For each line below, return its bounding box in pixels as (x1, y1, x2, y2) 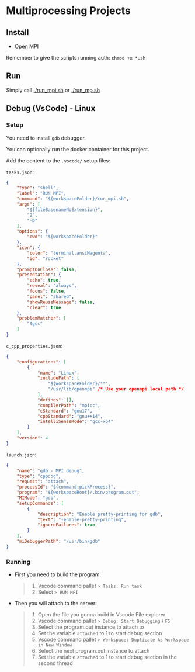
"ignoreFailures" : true (37, 522, 95, 528)
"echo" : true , (27, 278, 61, 283)
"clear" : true (27, 304, 61, 310)
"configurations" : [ (16, 359, 67, 365)
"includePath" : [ (37, 375, 80, 381)
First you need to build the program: (14, 571, 101, 578)
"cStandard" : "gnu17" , (37, 408, 93, 414)
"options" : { (16, 228, 48, 234)
